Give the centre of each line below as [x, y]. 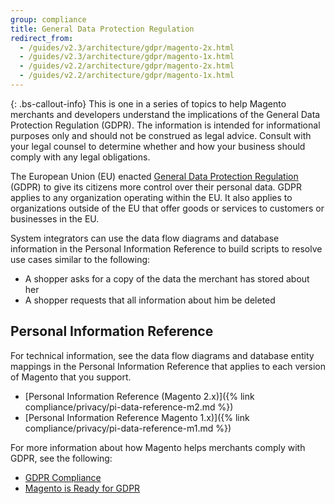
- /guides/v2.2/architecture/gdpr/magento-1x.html [127, 76]
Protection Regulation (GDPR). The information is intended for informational [165, 125]
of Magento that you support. [71, 377]
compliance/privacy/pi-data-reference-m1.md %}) [128, 428]
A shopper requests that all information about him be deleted [150, 300]
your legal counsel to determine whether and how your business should [158, 146]
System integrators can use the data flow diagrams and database [145, 238]
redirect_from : [42, 38]
